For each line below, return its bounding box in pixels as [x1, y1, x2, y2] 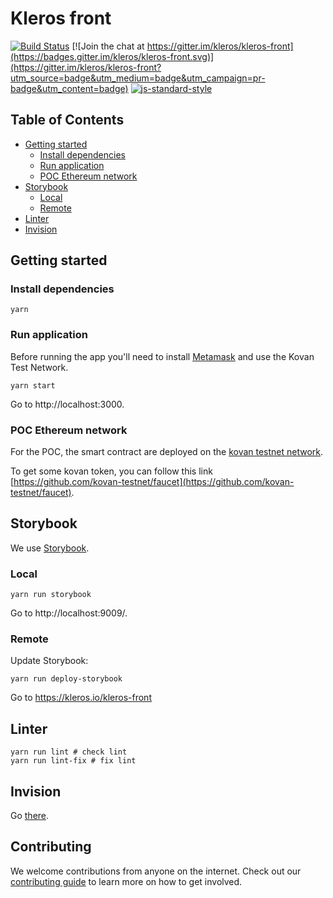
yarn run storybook [10, 590, 92, 600]
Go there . [10, 810, 50, 822]
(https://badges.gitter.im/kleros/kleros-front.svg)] [10, 50, 215, 62]
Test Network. [10, 361, 69, 373]
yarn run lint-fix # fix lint [10, 756, 137, 766]
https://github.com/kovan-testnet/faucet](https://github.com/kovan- [13, 476, 295, 488]
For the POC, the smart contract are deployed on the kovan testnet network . [10, 446, 324, 458]
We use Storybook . [10, 542, 90, 554]
